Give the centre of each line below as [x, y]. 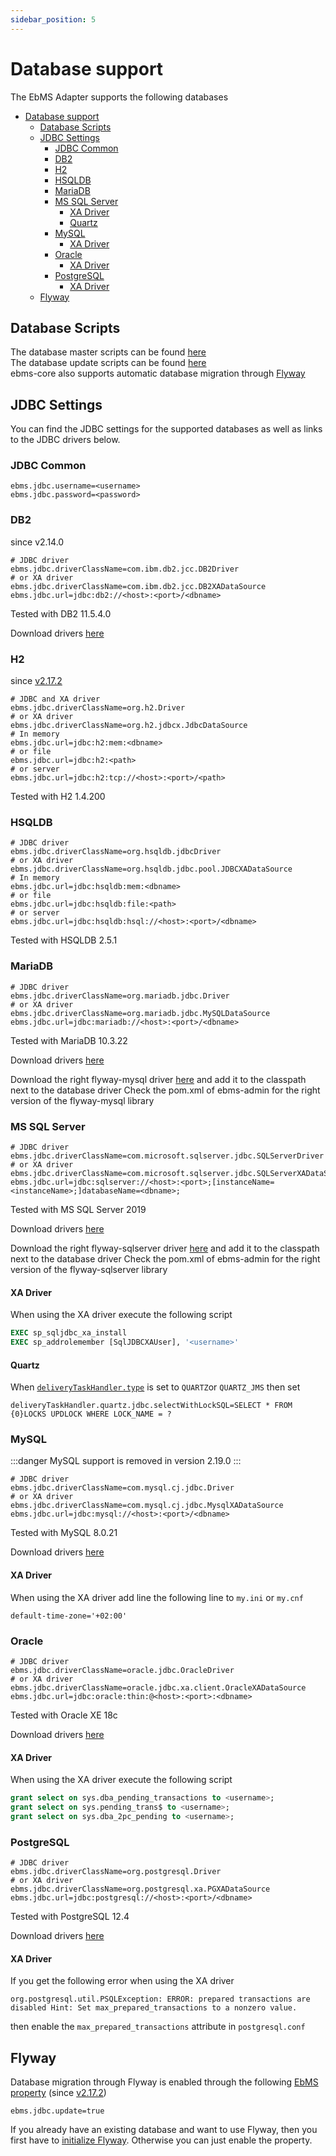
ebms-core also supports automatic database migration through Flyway [158, 373]
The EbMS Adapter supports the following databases [119, 97]
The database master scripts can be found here [108, 352]
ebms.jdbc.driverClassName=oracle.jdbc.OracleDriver [122, 1670]
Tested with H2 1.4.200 [58, 797]
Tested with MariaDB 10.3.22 [69, 1040]
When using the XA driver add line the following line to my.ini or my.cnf [157, 1597]
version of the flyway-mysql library [82, 1100]
